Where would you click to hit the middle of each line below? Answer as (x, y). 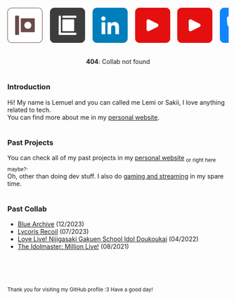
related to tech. (29, 110)
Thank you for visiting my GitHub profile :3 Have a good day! (80, 290)
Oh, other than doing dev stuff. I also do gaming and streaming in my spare (116, 176)
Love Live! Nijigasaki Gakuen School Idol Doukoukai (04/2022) (108, 239)
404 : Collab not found (118, 61)
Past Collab (27, 209)
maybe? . (18, 168)
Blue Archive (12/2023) (51, 224)
